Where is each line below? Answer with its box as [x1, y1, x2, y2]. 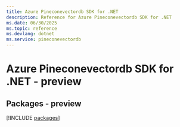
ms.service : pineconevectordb [6, 36, 82, 42]
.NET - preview [6, 75, 82, 88]
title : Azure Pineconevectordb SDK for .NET [6, 8, 119, 15]
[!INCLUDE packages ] [6, 114, 60, 121]
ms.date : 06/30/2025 [6, 20, 58, 26]
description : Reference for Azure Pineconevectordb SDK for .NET [6, 14, 172, 20]
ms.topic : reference [6, 25, 58, 32]
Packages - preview [6, 98, 82, 109]
